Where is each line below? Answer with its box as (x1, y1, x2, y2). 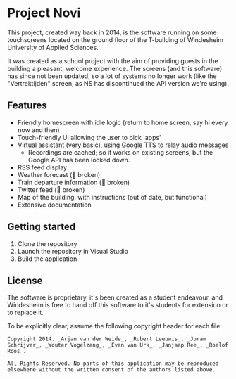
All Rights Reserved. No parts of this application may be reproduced (7, 360, 219, 367)
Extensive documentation (17, 200, 92, 209)
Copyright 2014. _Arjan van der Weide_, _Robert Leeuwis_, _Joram (7, 335, 206, 342)
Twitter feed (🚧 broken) (17, 185, 85, 194)
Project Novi (7, 5, 81, 21)
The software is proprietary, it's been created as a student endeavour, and (7, 293, 223, 302)
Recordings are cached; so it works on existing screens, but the (27, 148, 213, 156)
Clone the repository (17, 239, 77, 248)
